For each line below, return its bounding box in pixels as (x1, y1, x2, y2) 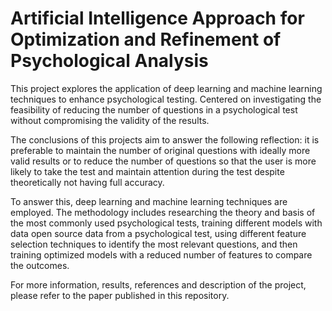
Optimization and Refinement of (10, 28, 282, 51)
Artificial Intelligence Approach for (10, 7, 305, 30)
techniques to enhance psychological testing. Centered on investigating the (10, 93, 322, 105)
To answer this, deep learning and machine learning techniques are (10, 195, 288, 207)
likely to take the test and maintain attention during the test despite (10, 165, 285, 177)
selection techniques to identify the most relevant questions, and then (10, 238, 298, 250)
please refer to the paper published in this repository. (10, 289, 230, 301)
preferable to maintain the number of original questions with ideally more (10, 144, 311, 156)
